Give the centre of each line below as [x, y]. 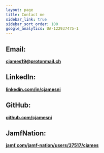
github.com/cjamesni [29, 117]
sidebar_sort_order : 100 [32, 24]
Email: [16, 49]
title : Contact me [25, 15]
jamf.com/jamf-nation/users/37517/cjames [52, 145]
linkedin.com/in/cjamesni [33, 89]
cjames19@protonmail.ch [33, 61]
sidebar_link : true [26, 19]
